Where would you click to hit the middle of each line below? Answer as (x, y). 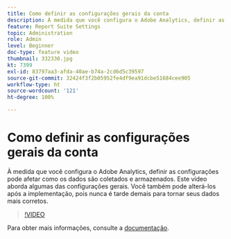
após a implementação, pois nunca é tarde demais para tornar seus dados (113, 193)
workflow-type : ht (34, 85)
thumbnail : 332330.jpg (40, 59)
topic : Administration (40, 33)
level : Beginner (31, 46)
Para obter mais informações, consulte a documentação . (88, 228)
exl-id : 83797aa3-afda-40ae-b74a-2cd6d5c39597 (76, 71)
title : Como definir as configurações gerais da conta (88, 14)
